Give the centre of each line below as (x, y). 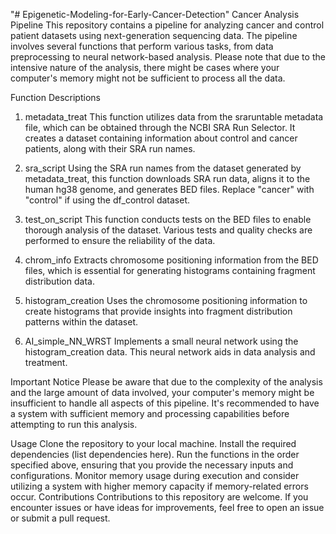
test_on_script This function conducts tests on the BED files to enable (168, 219)
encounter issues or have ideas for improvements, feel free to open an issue (167, 507)
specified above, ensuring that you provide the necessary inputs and (152, 465)
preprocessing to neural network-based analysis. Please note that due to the (168, 57)
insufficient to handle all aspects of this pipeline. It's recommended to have (165, 403)
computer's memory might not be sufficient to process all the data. (148, 78)
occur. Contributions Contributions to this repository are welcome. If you (159, 497)
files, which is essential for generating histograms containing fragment (170, 270)
